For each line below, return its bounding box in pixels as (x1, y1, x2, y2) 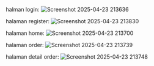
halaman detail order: (5, 53, 59, 61)
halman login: (5, 6, 40, 13)
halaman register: (5, 18, 50, 24)
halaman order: (5, 42, 44, 48)
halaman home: (5, 29, 45, 37)
